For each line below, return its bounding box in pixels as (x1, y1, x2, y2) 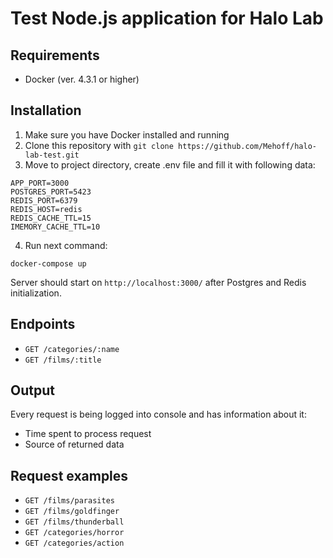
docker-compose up (10, 258, 87, 269)
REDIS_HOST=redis (10, 204, 83, 214)
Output (10, 382, 55, 399)
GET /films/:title (24, 355, 102, 365)
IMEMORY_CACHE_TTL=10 (10, 222, 101, 232)
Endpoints (10, 316, 76, 333)
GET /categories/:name (24, 344, 120, 354)
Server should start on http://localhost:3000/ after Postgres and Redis (10, 276, 307, 288)
